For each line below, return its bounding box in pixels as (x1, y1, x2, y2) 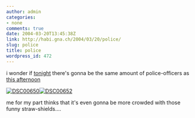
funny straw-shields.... (6, 105, 61, 112)
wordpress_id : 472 (6, 53, 52, 59)
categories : (6, 14, 36, 20)
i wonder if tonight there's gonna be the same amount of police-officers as (6, 69, 190, 76)
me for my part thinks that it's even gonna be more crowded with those (6, 99, 181, 106)
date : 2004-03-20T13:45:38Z (6, 31, 76, 37)
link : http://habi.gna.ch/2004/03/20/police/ (6, 36, 121, 42)
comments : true (6, 25, 44, 32)
